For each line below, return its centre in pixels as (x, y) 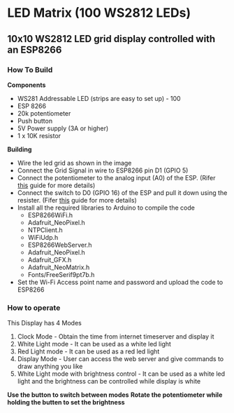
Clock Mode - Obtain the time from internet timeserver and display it (116, 337)
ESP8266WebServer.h (60, 245)
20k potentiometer (44, 113)
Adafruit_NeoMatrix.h (59, 267)
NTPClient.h (45, 230)
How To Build (30, 69)
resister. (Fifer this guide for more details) (77, 200)
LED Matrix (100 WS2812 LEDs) (99, 13)
